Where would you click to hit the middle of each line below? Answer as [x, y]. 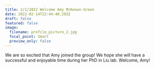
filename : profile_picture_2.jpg [43, 32]
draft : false [18, 18]
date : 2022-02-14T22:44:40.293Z [38, 14]
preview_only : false [30, 41]
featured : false [21, 23]
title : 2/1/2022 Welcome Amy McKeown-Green [50, 9]
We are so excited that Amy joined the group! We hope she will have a [75, 55]
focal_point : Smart [29, 37]
